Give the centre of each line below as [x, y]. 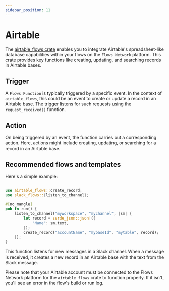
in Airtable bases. [23, 65]
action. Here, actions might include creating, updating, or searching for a [81, 143]
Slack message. [22, 262]
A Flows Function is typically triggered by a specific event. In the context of [84, 93]
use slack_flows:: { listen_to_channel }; [47, 195]
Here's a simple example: [32, 176]
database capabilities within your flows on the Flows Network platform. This [83, 54]
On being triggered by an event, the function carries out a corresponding [81, 138]
